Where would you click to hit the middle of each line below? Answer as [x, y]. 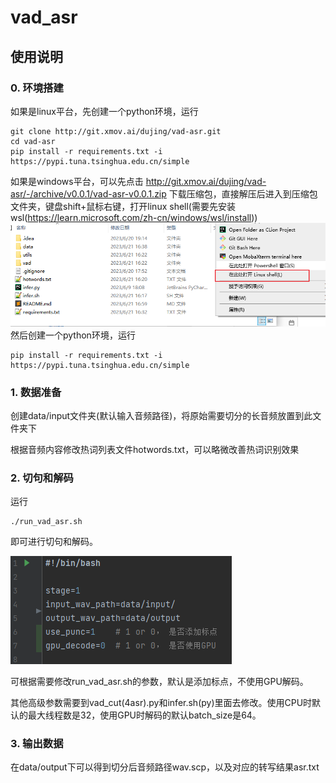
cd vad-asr [33, 141]
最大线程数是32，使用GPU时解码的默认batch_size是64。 [144, 715]
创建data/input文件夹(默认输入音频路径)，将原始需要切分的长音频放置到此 [161, 415]
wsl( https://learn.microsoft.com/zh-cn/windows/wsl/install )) [134, 217]
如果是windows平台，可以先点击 [77, 181]
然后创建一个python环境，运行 [73, 335]
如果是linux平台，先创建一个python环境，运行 [104, 111]
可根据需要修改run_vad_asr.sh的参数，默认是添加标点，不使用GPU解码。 [159, 682]
